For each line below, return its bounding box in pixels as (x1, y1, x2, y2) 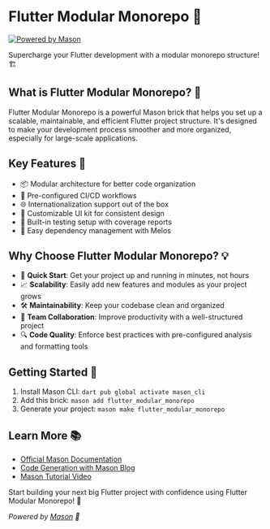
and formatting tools (19, 341, 88, 352)
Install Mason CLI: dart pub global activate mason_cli (19, 387, 206, 397)
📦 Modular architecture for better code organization (19, 179, 196, 189)
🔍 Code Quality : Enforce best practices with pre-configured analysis (19, 330, 252, 340)
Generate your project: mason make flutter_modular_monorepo (19, 404, 225, 414)
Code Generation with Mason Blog (19, 463, 135, 472)
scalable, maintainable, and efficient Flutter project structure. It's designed (8, 115, 258, 125)
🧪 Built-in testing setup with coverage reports (19, 217, 173, 227)
